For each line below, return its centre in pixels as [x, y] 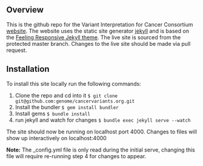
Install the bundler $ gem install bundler [67, 107]
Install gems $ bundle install [53, 113]
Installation [28, 69]
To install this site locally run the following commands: [74, 83]
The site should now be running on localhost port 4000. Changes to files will [101, 132]
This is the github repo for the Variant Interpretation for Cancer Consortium [100, 24]
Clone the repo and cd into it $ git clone [66, 95]
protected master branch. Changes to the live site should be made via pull [98, 43]
